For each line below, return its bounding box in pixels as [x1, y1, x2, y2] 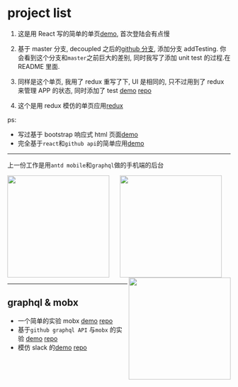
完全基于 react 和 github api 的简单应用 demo [17, 138, 144, 147]
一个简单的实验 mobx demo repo [17, 316, 113, 325]
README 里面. [17, 62, 60, 70]
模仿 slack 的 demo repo [17, 343, 87, 351]
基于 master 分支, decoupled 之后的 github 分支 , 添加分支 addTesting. [17, 44, 218, 53]
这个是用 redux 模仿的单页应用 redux [17, 101, 124, 109]
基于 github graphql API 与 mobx [17, 325, 108, 334]
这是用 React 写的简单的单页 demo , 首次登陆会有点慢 [17, 29, 170, 38]
